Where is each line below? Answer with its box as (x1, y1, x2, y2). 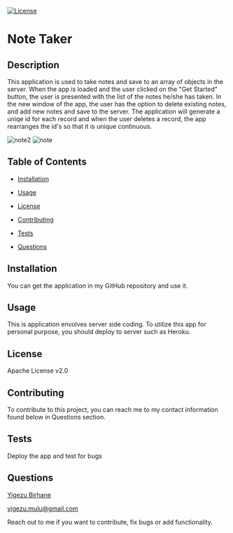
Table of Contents (7, 156, 87, 168)
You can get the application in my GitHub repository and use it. (7, 281, 188, 290)
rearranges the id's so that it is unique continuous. (7, 123, 153, 130)
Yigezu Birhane (7, 490, 51, 499)
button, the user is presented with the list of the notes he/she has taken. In (7, 92, 222, 101)
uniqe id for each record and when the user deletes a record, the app (7, 115, 206, 123)
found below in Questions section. (7, 413, 106, 422)
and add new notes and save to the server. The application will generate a (7, 107, 220, 116)
